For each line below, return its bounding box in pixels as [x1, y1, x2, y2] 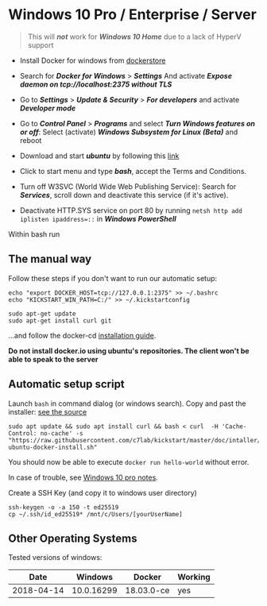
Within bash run [8, 229, 60, 239]
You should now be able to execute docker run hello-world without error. [8, 457, 250, 466]
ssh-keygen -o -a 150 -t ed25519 [8, 503, 119, 511]
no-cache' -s [40, 429, 83, 438]
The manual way [8, 253, 92, 266]
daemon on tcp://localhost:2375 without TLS [19, 79, 172, 89]
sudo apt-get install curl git [8, 316, 112, 325]
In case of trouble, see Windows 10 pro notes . [8, 473, 159, 482]
